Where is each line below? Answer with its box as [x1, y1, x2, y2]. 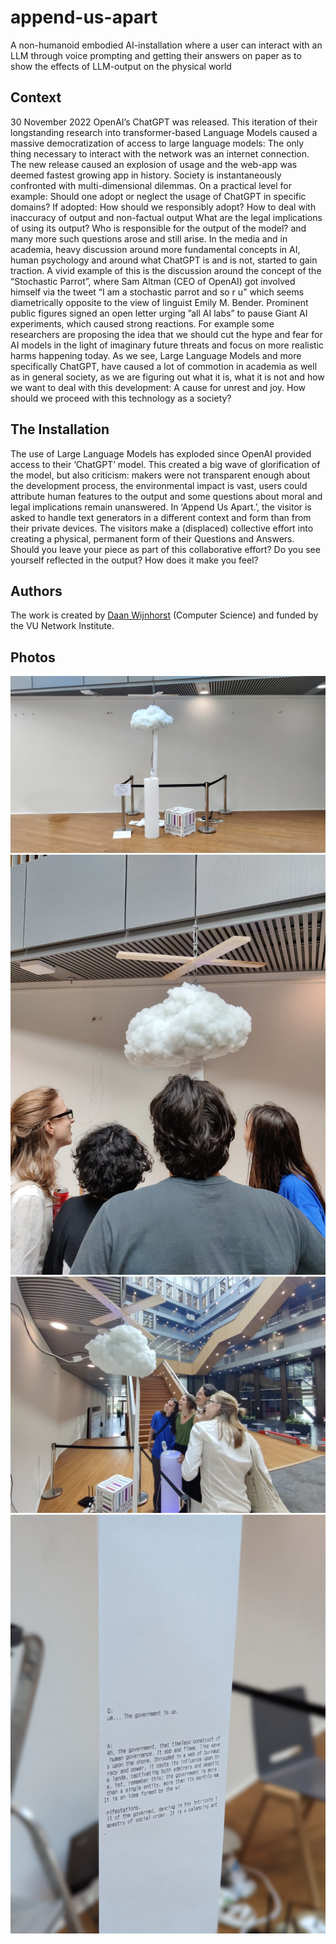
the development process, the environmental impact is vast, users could [10, 479, 308, 491]
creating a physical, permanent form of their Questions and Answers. [10, 532, 295, 545]
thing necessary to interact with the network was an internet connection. [10, 147, 310, 160]
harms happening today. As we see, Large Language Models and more [10, 349, 302, 361]
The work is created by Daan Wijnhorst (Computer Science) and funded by [10, 609, 319, 621]
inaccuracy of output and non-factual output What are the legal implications [10, 211, 323, 223]
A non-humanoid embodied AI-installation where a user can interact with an [10, 39, 323, 51]
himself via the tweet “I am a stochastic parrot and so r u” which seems [10, 286, 305, 298]
